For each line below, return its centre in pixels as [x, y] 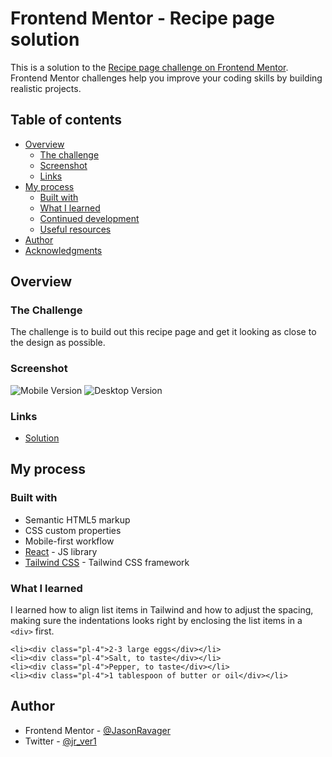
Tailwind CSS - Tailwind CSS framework [107, 562]
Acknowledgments [63, 250]
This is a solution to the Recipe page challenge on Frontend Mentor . [149, 67]
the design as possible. [58, 343]
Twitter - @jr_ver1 [60, 741]
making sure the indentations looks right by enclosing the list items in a [156, 621]
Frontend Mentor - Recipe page [142, 18]
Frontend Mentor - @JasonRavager [97, 730]
